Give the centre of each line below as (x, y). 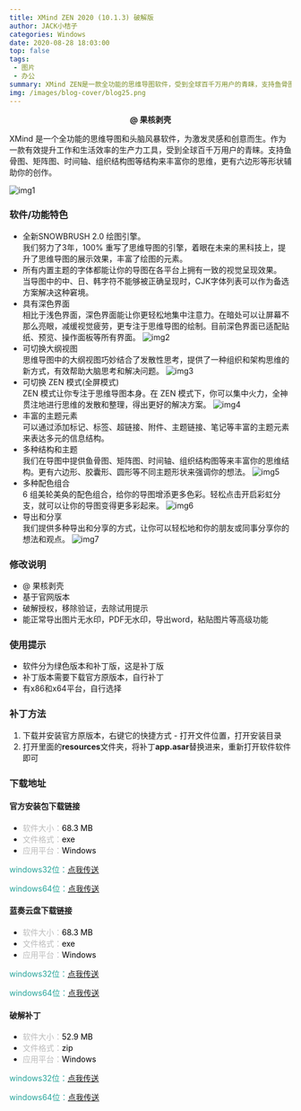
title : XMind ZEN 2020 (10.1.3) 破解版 (82, 17)
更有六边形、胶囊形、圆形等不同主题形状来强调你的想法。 (144, 471)
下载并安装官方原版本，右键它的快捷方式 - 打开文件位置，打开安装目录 (152, 735)
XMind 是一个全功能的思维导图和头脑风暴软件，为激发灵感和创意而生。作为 (148, 138)
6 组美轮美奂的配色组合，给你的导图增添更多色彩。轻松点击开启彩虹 (147, 494)
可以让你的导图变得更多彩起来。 (105, 505)
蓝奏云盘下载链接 (41, 911)
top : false (30, 51)
